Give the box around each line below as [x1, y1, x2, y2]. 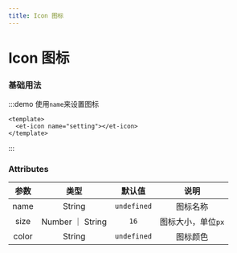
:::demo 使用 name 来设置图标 [8, 100, 100, 109]
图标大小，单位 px [159, 216, 225, 227]
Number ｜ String [41, 216, 107, 227]
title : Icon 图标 [8, 11, 64, 20]
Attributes [8, 164, 49, 175]
